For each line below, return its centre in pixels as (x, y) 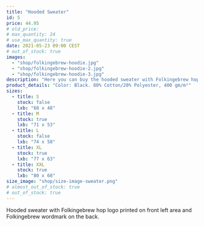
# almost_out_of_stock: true (43, 187)
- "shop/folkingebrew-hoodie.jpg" (55, 63)
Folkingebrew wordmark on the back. (53, 216)
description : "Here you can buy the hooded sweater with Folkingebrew (97, 80)
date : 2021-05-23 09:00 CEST (43, 46)
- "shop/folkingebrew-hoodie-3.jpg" (58, 74)
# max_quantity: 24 (31, 35)
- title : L (25, 131)
